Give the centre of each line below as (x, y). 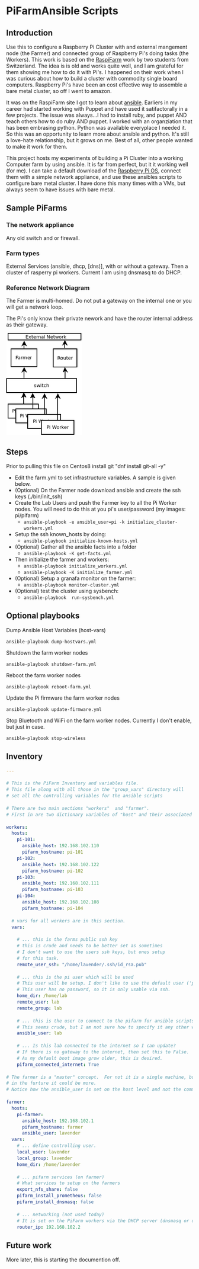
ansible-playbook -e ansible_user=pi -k (74, 523)
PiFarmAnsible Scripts (62, 11)
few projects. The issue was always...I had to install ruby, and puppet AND (97, 115)
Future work (29, 1245)
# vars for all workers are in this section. (69, 921)
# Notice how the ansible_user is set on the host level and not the (94, 1089)
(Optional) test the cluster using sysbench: (67, 591)
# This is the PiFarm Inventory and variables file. (73, 783)
